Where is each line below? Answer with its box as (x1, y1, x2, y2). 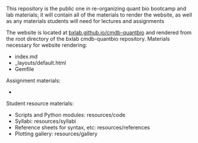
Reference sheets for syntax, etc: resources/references (14, 124, 150, 131)
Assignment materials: (6, 77, 61, 84)
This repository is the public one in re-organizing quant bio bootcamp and (6, 5, 187, 12)
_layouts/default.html (14, 59, 66, 66)
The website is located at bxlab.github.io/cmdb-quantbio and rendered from (6, 29, 192, 36)
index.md (14, 53, 38, 60)
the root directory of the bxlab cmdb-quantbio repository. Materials (6, 35, 170, 42)
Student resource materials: (6, 100, 74, 107)
